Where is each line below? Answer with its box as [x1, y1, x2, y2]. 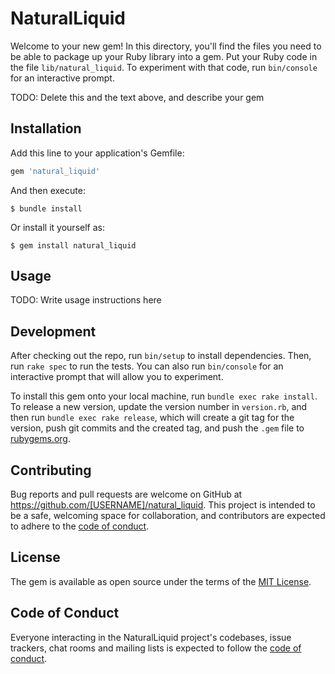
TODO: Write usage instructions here [10, 294, 162, 306]
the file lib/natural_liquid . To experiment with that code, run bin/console [10, 61, 318, 73]
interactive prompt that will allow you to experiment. [10, 371, 224, 383]
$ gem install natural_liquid [10, 240, 137, 251]
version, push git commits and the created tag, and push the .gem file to [10, 422, 305, 434]
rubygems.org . [10, 433, 71, 445]
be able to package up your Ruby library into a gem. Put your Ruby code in [10, 50, 318, 62]
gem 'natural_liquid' [10, 166, 101, 176]
